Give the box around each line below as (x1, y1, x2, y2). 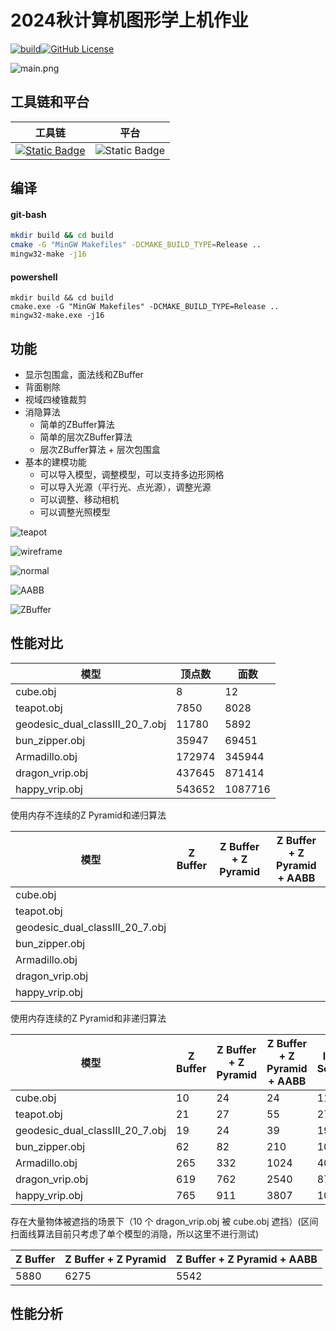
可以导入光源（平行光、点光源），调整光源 (39, 481, 212, 493)
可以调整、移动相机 (39, 493, 120, 505)
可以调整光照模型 (39, 506, 111, 518)
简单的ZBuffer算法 (39, 418, 115, 430)
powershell (10, 271, 58, 283)
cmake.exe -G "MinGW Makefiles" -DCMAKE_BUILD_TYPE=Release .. (10, 302, 280, 312)
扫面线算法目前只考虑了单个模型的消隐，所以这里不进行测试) (10, 1227, 260, 1240)
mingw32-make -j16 (10, 249, 87, 260)
